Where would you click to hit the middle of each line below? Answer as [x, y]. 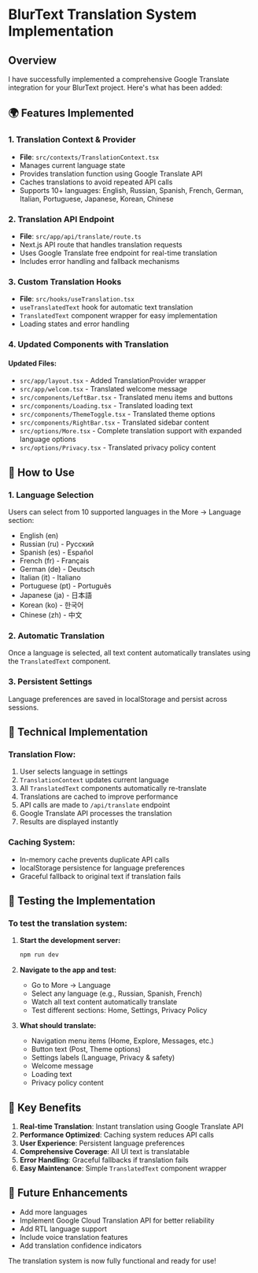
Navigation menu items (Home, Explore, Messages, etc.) [122, 1041]
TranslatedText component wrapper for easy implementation [118, 316]
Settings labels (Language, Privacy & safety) [103, 1058]
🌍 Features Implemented [71, 113]
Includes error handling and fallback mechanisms [100, 261]
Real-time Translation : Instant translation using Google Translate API [131, 1126]
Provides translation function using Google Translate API [111, 173]
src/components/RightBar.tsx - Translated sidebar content [114, 422]
